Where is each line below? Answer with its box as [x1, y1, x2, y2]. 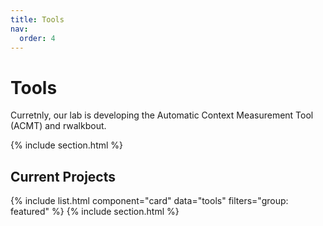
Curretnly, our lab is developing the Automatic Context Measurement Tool [10, 109, 314, 121]
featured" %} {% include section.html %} [10, 206, 180, 218]
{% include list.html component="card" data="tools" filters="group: [10, 195, 289, 207]
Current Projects [10, 168, 116, 185]
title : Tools [10, 14, 65, 25]
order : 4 [19, 33, 56, 43]
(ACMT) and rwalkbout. [10, 120, 107, 132]
